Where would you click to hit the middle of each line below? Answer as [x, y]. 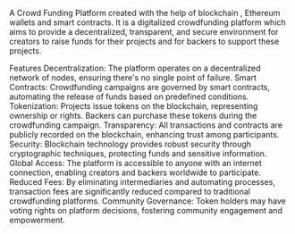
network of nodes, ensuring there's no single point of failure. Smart [133, 78]
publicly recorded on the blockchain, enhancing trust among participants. [144, 134]
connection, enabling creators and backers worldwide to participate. [135, 172]
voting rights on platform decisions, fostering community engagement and [146, 210]
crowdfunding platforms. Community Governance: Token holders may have [147, 201]
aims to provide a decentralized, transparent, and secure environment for [144, 32]
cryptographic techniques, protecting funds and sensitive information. [138, 154]
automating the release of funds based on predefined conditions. [129, 96]
